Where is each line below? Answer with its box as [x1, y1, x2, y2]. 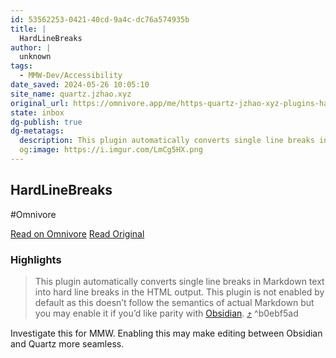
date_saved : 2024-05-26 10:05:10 [10, 80, 150, 90]
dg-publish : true [10, 117, 83, 127]
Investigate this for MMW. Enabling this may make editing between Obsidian [10, 327, 323, 339]
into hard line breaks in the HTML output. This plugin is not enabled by [34, 286, 325, 298]
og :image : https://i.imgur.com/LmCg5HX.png [19, 145, 203, 155]
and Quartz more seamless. [10, 337, 125, 350]
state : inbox [10, 107, 65, 118]
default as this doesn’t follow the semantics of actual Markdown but [34, 296, 315, 308]
